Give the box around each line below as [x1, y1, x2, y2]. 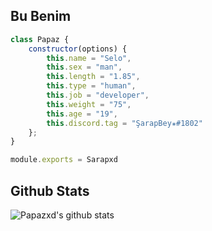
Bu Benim [10, 8, 72, 25]
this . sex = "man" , [46, 62, 123, 73]
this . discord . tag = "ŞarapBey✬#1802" [46, 118, 203, 128]
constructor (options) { [28, 44, 128, 54]
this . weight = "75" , [46, 99, 132, 109]
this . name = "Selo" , [46, 53, 132, 63]
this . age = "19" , [46, 109, 118, 119]
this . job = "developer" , [46, 90, 150, 101]
